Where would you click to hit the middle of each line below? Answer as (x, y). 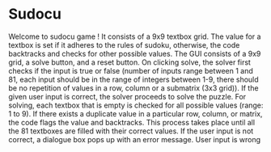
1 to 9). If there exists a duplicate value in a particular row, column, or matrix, (135, 113)
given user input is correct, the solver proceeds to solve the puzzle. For (127, 96)
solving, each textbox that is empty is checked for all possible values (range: (136, 105)
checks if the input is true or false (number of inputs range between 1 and (131, 70)
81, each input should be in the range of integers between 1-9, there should (133, 79)
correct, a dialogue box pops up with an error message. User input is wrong (135, 139)
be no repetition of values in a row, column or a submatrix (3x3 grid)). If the (133, 88)
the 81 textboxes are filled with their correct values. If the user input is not (131, 131)
